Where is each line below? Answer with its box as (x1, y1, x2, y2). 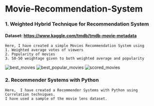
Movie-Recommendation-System (5, 3, 143, 15)
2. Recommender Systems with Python (5, 76, 99, 83)
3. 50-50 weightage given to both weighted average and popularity (5, 56, 145, 61)
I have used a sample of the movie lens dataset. (5, 96, 108, 101)
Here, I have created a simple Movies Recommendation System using (5, 44, 145, 48)
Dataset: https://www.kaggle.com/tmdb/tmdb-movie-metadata (5, 32, 137, 38)
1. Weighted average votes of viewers (5, 47, 84, 53)
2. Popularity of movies (5, 52, 55, 57)
